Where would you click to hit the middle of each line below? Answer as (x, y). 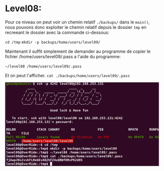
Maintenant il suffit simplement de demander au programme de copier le (78, 51)
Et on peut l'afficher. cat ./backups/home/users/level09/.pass (68, 75)
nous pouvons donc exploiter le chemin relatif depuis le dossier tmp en (76, 27)
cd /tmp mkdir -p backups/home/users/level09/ (53, 42)
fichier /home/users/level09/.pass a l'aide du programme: (63, 56)
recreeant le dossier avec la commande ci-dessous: (57, 32)
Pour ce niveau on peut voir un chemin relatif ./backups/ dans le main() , (77, 22)
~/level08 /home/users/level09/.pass (43, 66)
